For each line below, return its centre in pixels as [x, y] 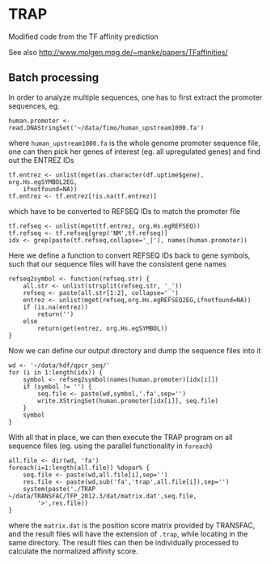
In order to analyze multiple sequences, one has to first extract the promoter [135, 97]
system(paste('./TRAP [59, 489]
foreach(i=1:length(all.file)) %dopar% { [79, 468]
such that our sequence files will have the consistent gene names [117, 263]
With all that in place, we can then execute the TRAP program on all [121, 437]
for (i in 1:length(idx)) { [56, 372]
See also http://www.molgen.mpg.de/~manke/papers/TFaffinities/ [118, 52]
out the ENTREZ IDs [41, 160]
